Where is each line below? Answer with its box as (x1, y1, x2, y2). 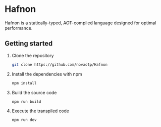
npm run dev (11, 118, 37, 123)
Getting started (4, 40, 53, 48)
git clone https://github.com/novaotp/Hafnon (11, 62, 107, 67)
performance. (4, 25, 33, 31)
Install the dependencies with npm (11, 71, 82, 77)
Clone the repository (11, 52, 54, 58)
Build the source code (11, 89, 57, 95)
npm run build (11, 99, 41, 104)
